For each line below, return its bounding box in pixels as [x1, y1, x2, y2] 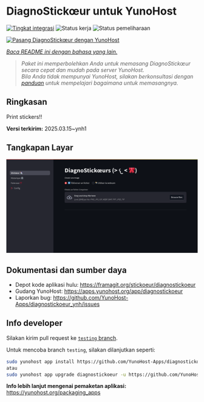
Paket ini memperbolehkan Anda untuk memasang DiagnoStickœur [21, 60, 191, 67]
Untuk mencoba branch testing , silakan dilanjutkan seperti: [6, 346, 156, 353]
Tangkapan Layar [6, 143, 73, 153]
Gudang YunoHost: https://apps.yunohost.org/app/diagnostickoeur [15, 287, 183, 295]
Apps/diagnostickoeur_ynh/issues [15, 300, 100, 308]
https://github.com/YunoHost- [53, 294, 129, 301]
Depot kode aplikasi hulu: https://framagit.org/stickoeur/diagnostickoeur [15, 281, 196, 288]
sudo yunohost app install [6, 358, 75, 365]
